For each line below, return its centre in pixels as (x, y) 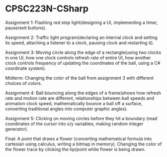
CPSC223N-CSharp (47, 9)
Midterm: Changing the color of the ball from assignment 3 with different (80, 78)
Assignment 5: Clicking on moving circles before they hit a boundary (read (81, 118)
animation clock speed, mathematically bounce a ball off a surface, (74, 103)
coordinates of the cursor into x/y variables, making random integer (74, 124)
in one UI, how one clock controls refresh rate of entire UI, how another (78, 57)
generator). (17, 129)
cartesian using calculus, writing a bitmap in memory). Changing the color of (83, 144)
